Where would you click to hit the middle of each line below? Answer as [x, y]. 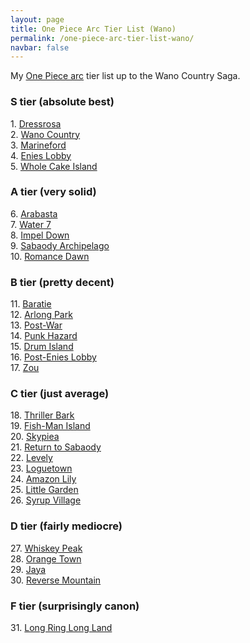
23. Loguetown [41, 468]
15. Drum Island [42, 347]
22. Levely [31, 458]
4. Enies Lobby [41, 155]
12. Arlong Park [41, 315]
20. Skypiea [35, 437]
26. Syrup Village [46, 500]
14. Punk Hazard [44, 336]
